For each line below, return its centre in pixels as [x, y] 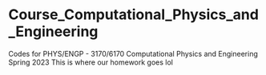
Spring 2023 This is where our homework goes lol [91, 62]
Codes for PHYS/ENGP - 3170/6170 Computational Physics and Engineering [133, 53]
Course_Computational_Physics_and [133, 15]
